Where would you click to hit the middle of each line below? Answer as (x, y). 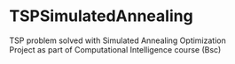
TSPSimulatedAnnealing (101, 16)
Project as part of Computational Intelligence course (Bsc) (115, 49)
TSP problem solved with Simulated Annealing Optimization (117, 40)
